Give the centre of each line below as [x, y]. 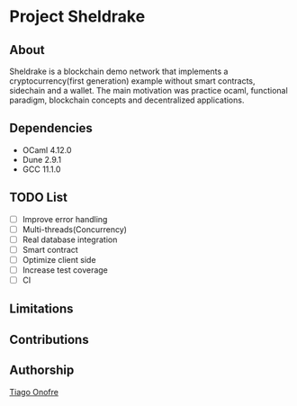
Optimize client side [59, 259]
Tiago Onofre [34, 392]
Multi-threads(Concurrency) [75, 229]
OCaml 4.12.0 [47, 149]
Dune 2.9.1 [41, 159]
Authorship [42, 370]
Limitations [41, 309]
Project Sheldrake [77, 17]
